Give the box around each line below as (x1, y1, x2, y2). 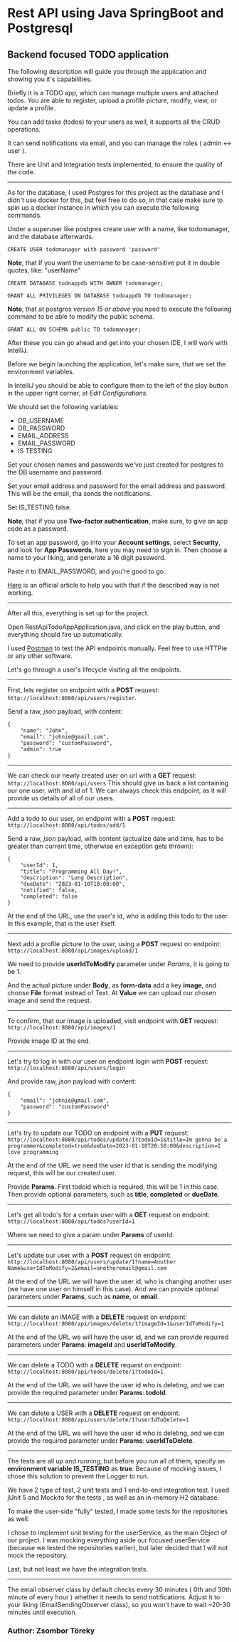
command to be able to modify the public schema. (7, 312, 155, 321)
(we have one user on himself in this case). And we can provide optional (7, 1285, 219, 1293)
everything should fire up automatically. (7, 630, 124, 638)
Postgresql (7, 20, 73, 36)
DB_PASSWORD (17, 424, 65, 432)
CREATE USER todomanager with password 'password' (7, 246, 161, 253)
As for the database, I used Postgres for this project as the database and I (7, 189, 224, 196)
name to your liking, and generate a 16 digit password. (7, 553, 166, 561)
